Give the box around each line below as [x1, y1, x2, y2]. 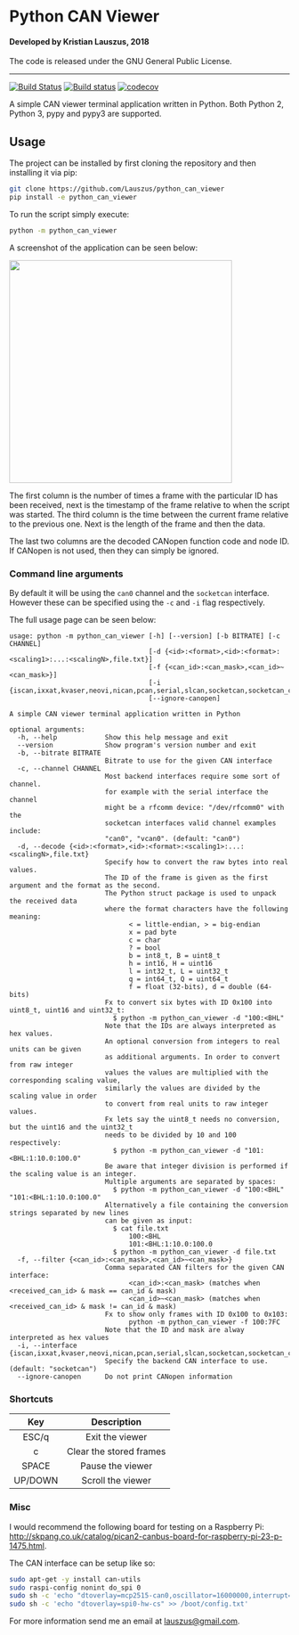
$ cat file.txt [112, 1224, 169, 1233]
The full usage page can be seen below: [9, 615, 157, 625]
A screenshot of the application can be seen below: [9, 242, 198, 253]
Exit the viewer [85, 1431, 148, 1443]
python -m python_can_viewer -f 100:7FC [128, 1318, 280, 1327]
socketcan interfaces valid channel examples [104, 819, 277, 828]
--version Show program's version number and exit [17, 741, 256, 750]
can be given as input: [104, 1216, 193, 1226]
